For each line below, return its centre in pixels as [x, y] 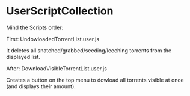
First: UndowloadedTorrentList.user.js [53, 39]
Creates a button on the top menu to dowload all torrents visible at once [95, 80]
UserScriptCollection [60, 11]
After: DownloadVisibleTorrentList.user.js [57, 68]
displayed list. [23, 57]
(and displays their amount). [41, 86]
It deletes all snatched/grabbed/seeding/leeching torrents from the [89, 50]
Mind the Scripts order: [35, 27]
